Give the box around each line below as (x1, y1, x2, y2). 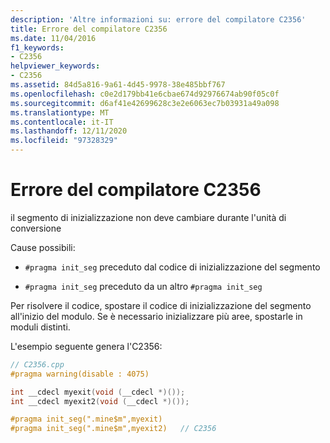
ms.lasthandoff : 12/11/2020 (10, 126, 128, 136)
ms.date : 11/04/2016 (10, 33, 97, 43)
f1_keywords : (10, 42, 65, 53)
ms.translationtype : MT (10, 107, 110, 118)
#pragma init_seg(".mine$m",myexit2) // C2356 (10, 424, 217, 434)
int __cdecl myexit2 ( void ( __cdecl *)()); (10, 396, 190, 406)
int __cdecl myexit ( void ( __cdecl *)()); (10, 387, 186, 397)
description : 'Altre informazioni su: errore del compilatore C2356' (10, 14, 307, 25)
